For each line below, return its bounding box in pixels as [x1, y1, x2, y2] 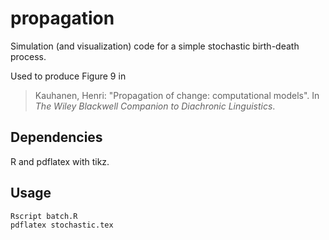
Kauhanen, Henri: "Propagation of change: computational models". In [34, 89, 320, 101]
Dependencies [10, 129, 103, 146]
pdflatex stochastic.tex [10, 220, 114, 230]
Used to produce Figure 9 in [10, 70, 127, 82]
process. [10, 50, 47, 62]
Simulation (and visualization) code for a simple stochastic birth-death [10, 40, 300, 52]
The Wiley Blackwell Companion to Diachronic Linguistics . [34, 100, 276, 112]
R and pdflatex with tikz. [10, 155, 110, 167]
